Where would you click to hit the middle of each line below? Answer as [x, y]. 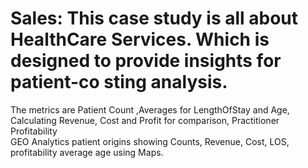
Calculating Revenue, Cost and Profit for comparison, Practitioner [145, 120]
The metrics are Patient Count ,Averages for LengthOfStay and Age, [150, 109]
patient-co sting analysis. [119, 82]
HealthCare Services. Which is [140, 39]
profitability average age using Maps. [87, 152]
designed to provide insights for [146, 61]
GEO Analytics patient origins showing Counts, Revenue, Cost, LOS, [150, 141]
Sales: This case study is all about [154, 18]
